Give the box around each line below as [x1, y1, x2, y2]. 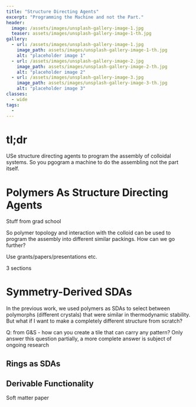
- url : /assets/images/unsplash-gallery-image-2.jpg [11, 58, 144, 64]
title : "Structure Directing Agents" [6, 8, 99, 15]
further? [6, 242, 26, 249]
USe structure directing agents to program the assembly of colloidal [6, 152, 171, 159]
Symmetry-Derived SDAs [6, 285, 132, 299]
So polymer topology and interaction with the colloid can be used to [6, 229, 171, 236]
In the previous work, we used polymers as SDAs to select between [6, 305, 170, 312]
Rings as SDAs [6, 359, 61, 369]
